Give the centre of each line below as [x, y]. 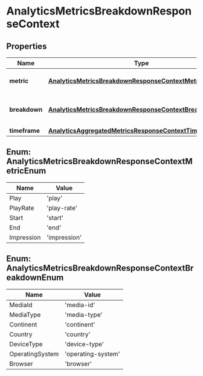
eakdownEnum [35, 278]
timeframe [25, 131]
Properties [27, 46]
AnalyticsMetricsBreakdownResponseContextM [99, 161]
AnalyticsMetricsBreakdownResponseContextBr [100, 268]
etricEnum [26, 171]
